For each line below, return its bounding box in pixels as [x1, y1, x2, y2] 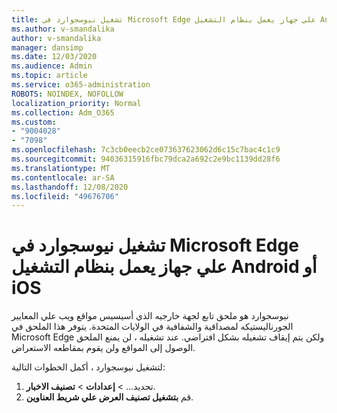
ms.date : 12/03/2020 [11, 52, 98, 62]
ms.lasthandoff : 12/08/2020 [11, 182, 129, 192]
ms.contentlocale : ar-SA [11, 172, 115, 183]
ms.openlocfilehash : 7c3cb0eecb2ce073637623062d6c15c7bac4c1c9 [11, 145, 281, 155]
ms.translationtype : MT [11, 163, 111, 173]
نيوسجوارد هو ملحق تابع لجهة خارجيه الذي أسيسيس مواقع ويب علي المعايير [11, 310, 289, 322]
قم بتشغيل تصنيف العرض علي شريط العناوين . [25, 391, 194, 403]
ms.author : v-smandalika [11, 24, 115, 34]
